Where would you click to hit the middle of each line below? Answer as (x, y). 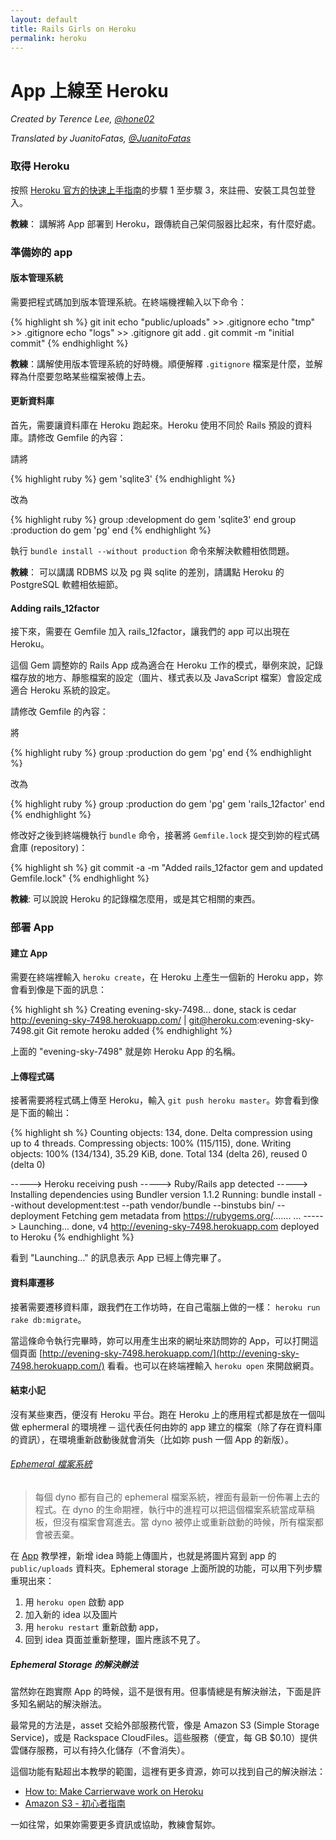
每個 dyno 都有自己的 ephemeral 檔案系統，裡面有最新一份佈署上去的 (177, 1497)
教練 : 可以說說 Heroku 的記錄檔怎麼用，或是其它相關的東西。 (135, 899)
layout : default (44, 19)
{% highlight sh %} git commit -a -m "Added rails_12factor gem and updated (167, 868)
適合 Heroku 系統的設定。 (63, 690)
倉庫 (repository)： (49, 848)
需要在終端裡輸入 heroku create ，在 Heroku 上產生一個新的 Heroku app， (162, 977)
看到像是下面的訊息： (62, 990)
